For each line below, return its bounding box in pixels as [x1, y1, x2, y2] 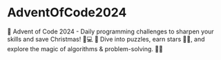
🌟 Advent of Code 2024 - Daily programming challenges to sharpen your [7, 27, 214, 35]
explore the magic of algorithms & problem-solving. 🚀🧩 [7, 44, 164, 52]
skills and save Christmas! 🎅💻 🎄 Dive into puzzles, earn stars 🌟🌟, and [7, 35, 205, 43]
